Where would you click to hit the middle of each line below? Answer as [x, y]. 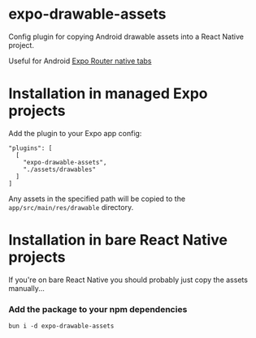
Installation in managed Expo [108, 94]
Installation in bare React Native [118, 240]
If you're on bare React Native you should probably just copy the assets [128, 280]
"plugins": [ [30, 148]
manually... [26, 288]
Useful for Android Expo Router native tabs [80, 61]
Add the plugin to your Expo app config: [75, 133]
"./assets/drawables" [59, 169]
